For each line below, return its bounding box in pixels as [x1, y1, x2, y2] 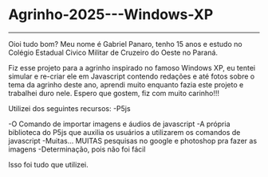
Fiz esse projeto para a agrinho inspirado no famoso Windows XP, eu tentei [8, 63, 256, 72]
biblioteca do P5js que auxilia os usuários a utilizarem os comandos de [8, 127, 241, 137]
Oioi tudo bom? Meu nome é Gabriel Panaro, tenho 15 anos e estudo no [8, 39, 242, 48]
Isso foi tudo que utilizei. [8, 160, 89, 169]
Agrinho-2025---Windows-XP [8, 6, 214, 24]
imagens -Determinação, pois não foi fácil [8, 144, 146, 154]
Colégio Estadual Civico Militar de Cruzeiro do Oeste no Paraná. [8, 48, 218, 57]
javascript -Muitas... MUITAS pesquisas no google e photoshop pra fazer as [8, 136, 258, 145]
